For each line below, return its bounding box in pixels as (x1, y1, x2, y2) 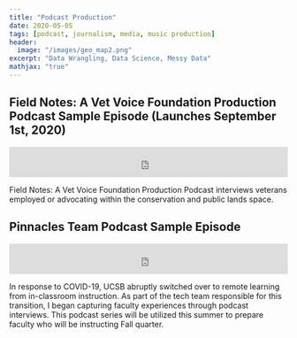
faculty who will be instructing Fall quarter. (9, 319, 164, 329)
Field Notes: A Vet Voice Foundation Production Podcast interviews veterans (9, 184, 287, 195)
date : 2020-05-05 (9, 21, 73, 30)
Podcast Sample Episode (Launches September (9, 109, 277, 124)
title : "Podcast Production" (9, 12, 117, 22)
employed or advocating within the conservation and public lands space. (9, 194, 274, 204)
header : (9, 37, 38, 47)
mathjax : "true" (9, 63, 69, 72)
